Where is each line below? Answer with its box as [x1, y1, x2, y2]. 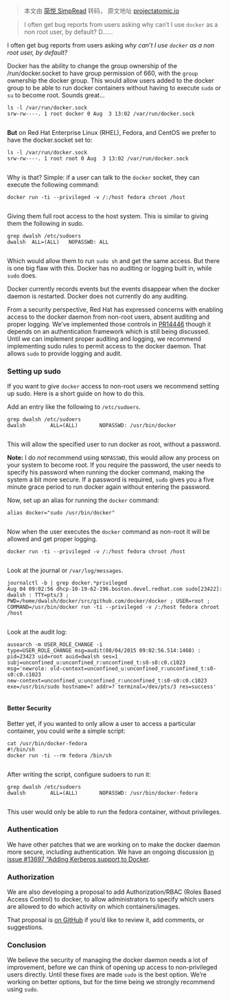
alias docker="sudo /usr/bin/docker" [7, 510, 115, 517]
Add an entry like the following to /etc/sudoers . [7, 403, 141, 411]
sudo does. [7, 271, 38, 280]
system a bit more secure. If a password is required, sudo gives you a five [7, 475, 214, 484]
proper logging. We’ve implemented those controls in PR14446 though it [7, 320, 211, 328]
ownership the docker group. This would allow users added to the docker [7, 76, 214, 85]
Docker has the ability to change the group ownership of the [7, 62, 177, 70]
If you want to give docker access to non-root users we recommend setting [7, 382, 220, 390]
